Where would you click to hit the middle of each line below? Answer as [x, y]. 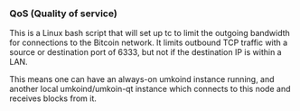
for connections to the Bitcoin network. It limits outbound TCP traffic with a [149, 42]
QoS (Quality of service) [63, 14]
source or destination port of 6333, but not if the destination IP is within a [145, 52]
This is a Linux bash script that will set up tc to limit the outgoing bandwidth [150, 33]
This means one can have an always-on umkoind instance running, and [142, 79]
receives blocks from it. [53, 98]
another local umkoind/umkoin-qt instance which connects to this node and [150, 89]
